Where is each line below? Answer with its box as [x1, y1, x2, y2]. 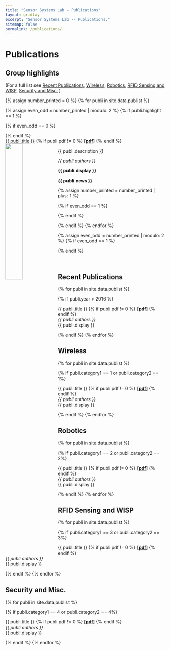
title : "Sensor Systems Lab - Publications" [5, 7, 101, 13]
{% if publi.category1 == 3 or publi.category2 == [58, 529, 160, 536]
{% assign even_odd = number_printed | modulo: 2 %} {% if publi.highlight [5, 108, 161, 114]
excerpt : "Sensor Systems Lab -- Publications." [5, 17, 110, 22]
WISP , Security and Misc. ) [5, 88, 61, 94]
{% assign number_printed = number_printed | [58, 187, 155, 194]
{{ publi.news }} [58, 178, 93, 184]
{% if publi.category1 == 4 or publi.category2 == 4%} [5, 609, 118, 615]
